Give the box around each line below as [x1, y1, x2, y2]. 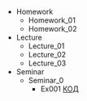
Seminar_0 [28, 76, 64, 85]
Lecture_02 [28, 50, 67, 59]
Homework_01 [28, 15, 76, 25]
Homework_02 [28, 24, 77, 33]
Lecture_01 [28, 41, 65, 51]
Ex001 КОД [40, 84, 79, 94]
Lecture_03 [28, 58, 67, 68]
